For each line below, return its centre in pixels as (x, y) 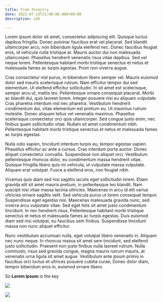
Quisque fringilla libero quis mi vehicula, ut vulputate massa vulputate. (75, 165)
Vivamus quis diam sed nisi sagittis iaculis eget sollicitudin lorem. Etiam (76, 179)
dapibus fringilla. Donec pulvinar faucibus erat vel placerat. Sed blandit (76, 42)
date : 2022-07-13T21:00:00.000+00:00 (43, 14)
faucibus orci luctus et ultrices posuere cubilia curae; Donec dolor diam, (77, 261)
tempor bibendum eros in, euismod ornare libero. (54, 267)
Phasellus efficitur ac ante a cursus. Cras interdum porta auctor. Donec (76, 149)
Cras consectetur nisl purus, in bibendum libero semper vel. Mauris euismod (81, 77)
